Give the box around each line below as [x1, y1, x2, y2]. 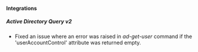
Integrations [6, 5, 37, 12]
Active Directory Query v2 [6, 18, 72, 25]
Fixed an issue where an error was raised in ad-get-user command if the [14, 33, 193, 40]
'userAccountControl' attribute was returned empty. [14, 39, 141, 46]
